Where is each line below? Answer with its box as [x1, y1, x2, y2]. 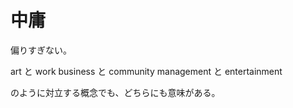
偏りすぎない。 [10, 44, 72, 56]
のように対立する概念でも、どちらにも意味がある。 [10, 86, 221, 98]
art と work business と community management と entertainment [10, 65, 283, 77]
